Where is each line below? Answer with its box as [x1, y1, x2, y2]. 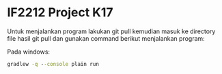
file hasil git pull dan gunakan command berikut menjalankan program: [7, 34, 205, 42]
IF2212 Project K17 [7, 5, 114, 20]
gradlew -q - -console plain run [7, 60, 99, 67]
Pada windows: [7, 48, 50, 56]
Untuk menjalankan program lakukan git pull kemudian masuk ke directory [7, 27, 216, 35]
